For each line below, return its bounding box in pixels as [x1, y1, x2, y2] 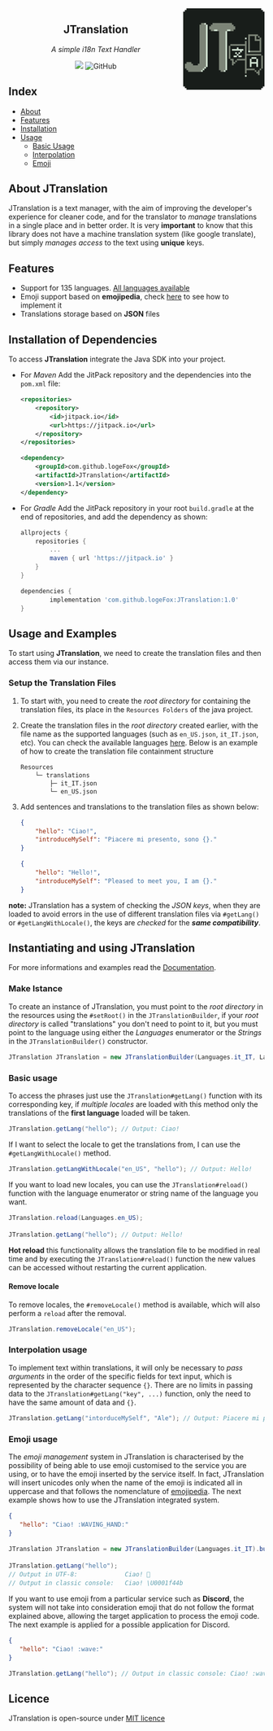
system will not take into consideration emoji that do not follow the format [8, 1602, 254, 1612]
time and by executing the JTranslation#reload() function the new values [8, 1254, 256, 1264]
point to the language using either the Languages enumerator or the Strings [8, 1027, 262, 1037]
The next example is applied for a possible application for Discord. [8, 1620, 230, 1629]
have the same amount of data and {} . [8, 1397, 136, 1407]
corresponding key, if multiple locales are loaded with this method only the [8, 1099, 258, 1109]
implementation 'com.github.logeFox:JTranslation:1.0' [50, 596, 240, 604]
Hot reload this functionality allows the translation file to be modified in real [8, 1245, 261, 1256]
